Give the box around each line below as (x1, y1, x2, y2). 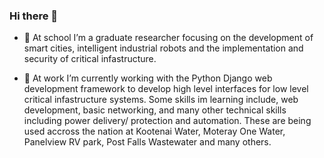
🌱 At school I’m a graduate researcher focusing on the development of (23, 32, 314, 44)
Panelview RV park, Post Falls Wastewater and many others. (23, 136, 272, 148)
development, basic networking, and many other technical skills (23, 104, 287, 116)
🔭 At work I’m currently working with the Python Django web (23, 72, 273, 84)
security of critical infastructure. (23, 53, 157, 65)
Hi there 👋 (9, 9, 59, 23)
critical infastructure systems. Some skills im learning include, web (23, 94, 299, 106)
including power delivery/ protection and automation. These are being (23, 115, 312, 127)
